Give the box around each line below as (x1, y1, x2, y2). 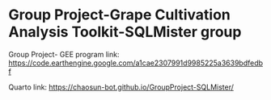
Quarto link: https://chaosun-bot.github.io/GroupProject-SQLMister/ (8, 82, 235, 92)
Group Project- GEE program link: (8, 49, 120, 59)
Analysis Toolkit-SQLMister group (8, 23, 242, 41)
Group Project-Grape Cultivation (8, 6, 231, 24)
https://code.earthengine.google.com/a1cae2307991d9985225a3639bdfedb (8, 58, 264, 68)
